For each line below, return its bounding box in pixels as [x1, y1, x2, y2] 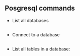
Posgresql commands [5, 4, 75, 13]
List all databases [12, 17, 49, 23]
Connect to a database [12, 31, 60, 37]
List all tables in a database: [12, 45, 70, 52]
